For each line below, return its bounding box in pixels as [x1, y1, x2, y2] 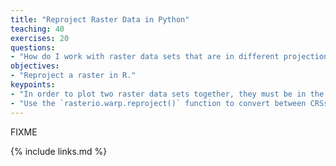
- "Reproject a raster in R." [10, 71, 137, 81]
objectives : [10, 61, 60, 71]
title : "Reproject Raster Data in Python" [10, 14, 190, 25]
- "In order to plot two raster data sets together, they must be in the [10, 89, 325, 99]
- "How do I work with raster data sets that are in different [10, 52, 280, 62]
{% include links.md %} [10, 145, 108, 157]
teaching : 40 [10, 24, 65, 34]
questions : [10, 42, 56, 53]
